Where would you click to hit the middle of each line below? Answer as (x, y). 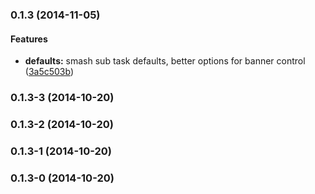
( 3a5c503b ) (49, 72)
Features (29, 39)
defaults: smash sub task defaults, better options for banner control (165, 61)
